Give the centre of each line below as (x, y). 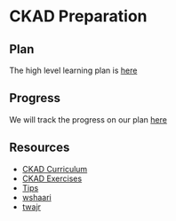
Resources (40, 148)
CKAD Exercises (52, 178)
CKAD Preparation (79, 16)
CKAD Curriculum (55, 169)
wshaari (36, 197)
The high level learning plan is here (73, 70)
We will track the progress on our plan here (88, 119)
